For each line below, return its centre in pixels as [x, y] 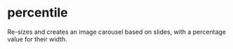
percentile [38, 13]
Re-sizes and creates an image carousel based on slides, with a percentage [117, 32]
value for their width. [37, 39]
